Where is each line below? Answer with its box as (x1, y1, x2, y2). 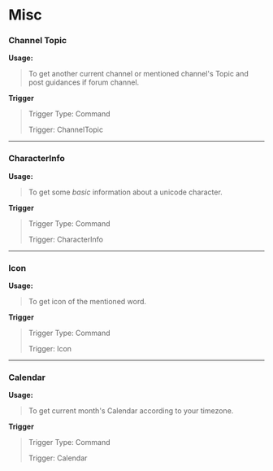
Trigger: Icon (28, 344, 71, 354)
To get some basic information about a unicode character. (28, 187, 223, 197)
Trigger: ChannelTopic (28, 124, 104, 135)
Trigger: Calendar (28, 453, 88, 463)
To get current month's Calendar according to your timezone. (28, 406, 234, 416)
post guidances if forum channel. (28, 77, 140, 87)
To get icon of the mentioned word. (28, 297, 147, 307)
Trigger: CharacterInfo (28, 234, 104, 244)
